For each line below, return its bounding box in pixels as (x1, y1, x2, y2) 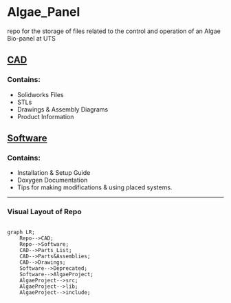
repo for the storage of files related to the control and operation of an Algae (7, 27, 221, 35)
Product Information (16, 112, 74, 121)
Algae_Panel (7, 4, 80, 20)
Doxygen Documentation (16, 176, 88, 185)
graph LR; (7, 229, 36, 236)
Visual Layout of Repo (7, 207, 82, 217)
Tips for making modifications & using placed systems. (16, 183, 173, 191)
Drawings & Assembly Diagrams (16, 105, 109, 114)
